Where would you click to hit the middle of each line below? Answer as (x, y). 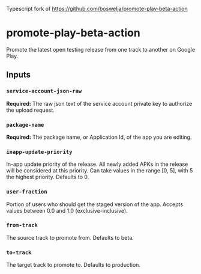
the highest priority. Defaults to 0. (48, 177)
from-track (22, 225)
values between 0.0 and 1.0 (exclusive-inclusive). (67, 210)
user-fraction (27, 192)
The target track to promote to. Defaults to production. (73, 265)
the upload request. (31, 110)
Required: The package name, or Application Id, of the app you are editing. (99, 137)
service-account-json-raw (44, 91)
